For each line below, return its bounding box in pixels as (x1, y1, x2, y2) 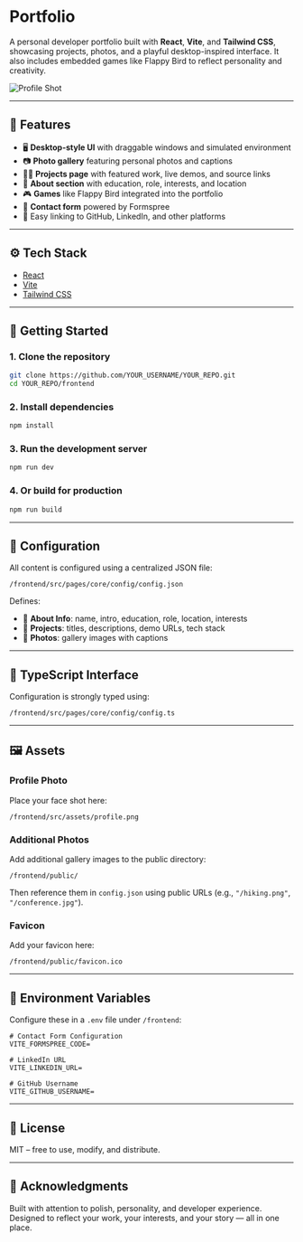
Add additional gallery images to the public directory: (9, 854, 207, 865)
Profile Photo (9, 775, 68, 787)
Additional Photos (9, 833, 90, 846)
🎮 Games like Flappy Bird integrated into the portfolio (22, 188, 224, 199)
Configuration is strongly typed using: (9, 692, 151, 702)
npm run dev (9, 463, 54, 472)
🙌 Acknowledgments (9, 1179, 129, 1194)
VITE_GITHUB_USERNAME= (9, 1087, 95, 1096)
